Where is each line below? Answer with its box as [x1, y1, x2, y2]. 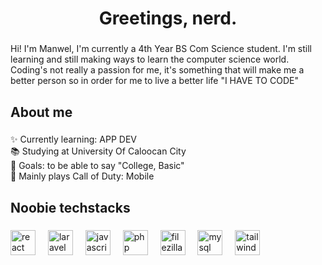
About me [10, 103, 73, 121]
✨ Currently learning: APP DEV [10, 133, 137, 146]
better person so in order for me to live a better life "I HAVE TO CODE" [10, 75, 299, 87]
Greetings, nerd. [98, 7, 238, 30]
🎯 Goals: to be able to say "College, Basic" [10, 160, 185, 172]
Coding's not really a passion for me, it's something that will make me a [10, 64, 305, 76]
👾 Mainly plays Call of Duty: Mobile [10, 170, 155, 182]
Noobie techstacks [10, 199, 131, 216]
